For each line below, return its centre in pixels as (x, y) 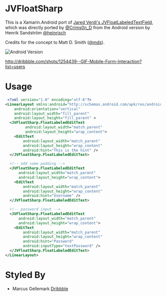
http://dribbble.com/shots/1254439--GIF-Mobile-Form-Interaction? (74, 61)
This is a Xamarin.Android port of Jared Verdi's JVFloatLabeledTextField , (79, 22)
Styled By (25, 275)
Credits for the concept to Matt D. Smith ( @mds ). (55, 42)
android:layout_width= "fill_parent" (52, 113)
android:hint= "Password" (48, 241)
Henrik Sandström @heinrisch (36, 33)
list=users (15, 67)
